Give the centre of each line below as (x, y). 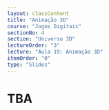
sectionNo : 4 (26, 33)
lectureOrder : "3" (33, 45)
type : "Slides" (29, 65)
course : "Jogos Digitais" (44, 26)
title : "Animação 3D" (38, 20)
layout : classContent (38, 13)
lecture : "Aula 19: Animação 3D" (55, 52)
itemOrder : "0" (29, 58)
